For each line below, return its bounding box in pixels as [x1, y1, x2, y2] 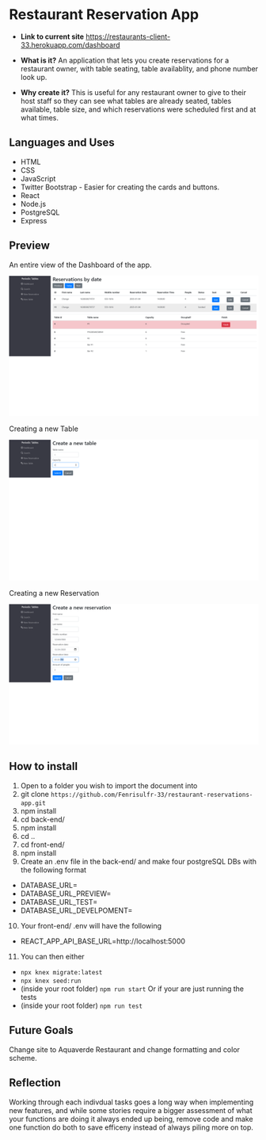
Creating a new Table [9, 424, 78, 433]
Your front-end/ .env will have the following [20, 921, 161, 930]
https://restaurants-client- [85, 32, 171, 41]
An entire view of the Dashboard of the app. [9, 260, 153, 269]
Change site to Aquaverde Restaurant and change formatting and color [9, 1044, 241, 1054]
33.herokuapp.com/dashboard [20, 40, 121, 49]
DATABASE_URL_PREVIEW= [20, 889, 112, 898]
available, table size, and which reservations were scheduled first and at [20, 105, 256, 114]
